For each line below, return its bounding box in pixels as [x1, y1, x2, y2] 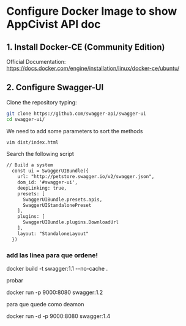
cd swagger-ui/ [6, 116, 45, 122]
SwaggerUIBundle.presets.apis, [22, 196, 103, 203]
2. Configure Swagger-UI [6, 82, 104, 93]
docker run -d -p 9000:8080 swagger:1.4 [6, 312, 111, 320]
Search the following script [6, 150, 75, 158]
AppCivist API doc [6, 17, 101, 31]
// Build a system [6, 162, 53, 168]
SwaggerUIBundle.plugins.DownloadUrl [22, 219, 119, 225]
